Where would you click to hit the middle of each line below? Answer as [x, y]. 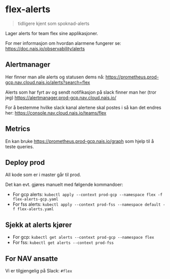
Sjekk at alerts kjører [39, 225]
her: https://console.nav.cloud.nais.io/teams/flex [56, 113]
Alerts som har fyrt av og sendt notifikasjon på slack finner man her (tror [81, 92]
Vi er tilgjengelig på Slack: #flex [39, 271]
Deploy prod [25, 162]
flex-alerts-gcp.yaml [35, 200]
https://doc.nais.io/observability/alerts [45, 48]
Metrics [18, 129]
